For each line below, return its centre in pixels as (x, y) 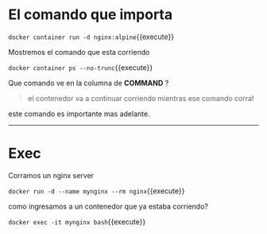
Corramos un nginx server (51, 175)
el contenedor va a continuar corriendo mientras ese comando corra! (141, 98)
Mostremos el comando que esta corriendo (79, 52)
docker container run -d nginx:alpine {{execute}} (91, 37)
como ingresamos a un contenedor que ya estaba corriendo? (108, 206)
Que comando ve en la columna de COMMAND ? (89, 83)
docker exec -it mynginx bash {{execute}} (77, 221)
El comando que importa (91, 15)
